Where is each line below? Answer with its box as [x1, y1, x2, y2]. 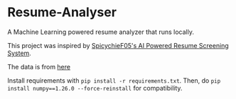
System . [7, 49, 32, 57]
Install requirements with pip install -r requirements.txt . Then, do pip [7, 76, 221, 85]
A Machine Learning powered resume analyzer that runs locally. [7, 28, 194, 36]
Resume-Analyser [7, 4, 117, 21]
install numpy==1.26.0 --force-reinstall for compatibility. [7, 83, 183, 92]
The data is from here [7, 62, 71, 71]
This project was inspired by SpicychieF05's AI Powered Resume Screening [7, 41, 229, 49]
